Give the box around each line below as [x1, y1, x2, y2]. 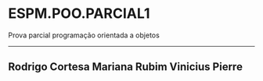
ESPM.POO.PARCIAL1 [8, 5, 150, 23]
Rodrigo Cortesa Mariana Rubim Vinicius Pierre [8, 60, 243, 74]
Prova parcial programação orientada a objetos [8, 30, 160, 40]
